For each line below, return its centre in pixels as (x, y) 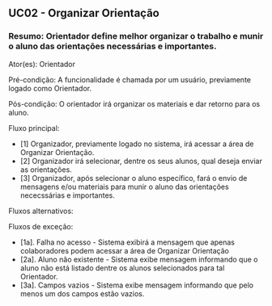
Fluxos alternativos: (41, 211)
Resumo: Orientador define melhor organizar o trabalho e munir (136, 36)
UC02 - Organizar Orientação (84, 13)
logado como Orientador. (50, 88)
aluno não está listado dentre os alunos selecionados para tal (122, 268)
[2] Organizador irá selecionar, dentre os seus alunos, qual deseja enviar (141, 161)
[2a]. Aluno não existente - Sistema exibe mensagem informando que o (139, 259)
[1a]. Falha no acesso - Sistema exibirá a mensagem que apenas (127, 242)
